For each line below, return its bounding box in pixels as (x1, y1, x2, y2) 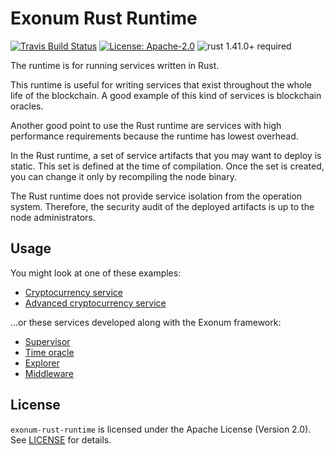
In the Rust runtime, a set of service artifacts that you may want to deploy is (10, 149, 322, 161)
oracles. (10, 100, 44, 112)
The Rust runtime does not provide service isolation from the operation (10, 190, 303, 202)
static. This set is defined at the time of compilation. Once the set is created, (10, 160, 325, 172)
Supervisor (24, 335, 71, 347)
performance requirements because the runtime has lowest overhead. (10, 130, 299, 142)
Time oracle (24, 346, 75, 358)
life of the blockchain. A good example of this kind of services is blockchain (10, 89, 322, 101)
